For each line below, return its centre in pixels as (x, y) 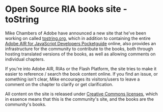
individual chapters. (25, 59)
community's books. (26, 104)
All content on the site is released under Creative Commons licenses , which (81, 94)
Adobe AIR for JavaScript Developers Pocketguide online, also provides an (81, 43)
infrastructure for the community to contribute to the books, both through (79, 49)
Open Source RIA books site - (66, 9)
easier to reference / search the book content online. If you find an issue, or (81, 74)
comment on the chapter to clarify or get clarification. (59, 84)
